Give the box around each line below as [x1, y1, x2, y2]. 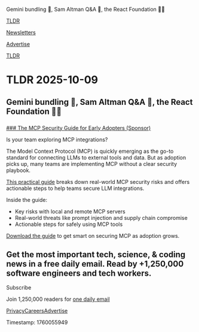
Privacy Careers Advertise [6, 307, 68, 315]
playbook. [6, 167, 31, 174]
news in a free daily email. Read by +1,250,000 [6, 258, 184, 269]
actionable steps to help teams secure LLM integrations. [6, 185, 145, 192]
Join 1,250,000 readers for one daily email [6, 295, 110, 303]
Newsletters [6, 29, 36, 36]
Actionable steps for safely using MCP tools [14, 221, 123, 228]
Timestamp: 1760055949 [6, 319, 68, 326]
